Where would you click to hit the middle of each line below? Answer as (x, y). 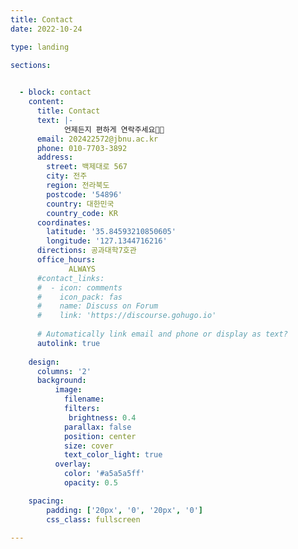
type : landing (40, 47)
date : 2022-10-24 (46, 29)
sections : (31, 65)
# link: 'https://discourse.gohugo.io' (126, 316)
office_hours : (66, 260)
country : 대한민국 (80, 204)
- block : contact (55, 92)
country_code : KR (82, 213)
